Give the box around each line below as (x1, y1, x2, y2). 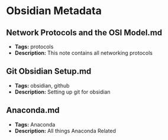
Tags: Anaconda (14, 121, 56, 128)
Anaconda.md (6, 105, 60, 115)
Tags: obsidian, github (14, 82, 70, 89)
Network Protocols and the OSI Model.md (6, 28, 163, 38)
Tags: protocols (14, 43, 54, 50)
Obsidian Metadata (6, 4, 102, 18)
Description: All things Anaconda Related (14, 127, 117, 134)
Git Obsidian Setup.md (6, 66, 92, 76)
